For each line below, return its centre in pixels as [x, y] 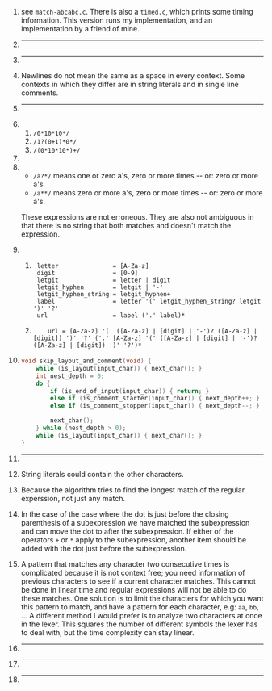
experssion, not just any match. [73, 498]
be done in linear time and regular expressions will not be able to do [134, 589]
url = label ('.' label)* [111, 316]
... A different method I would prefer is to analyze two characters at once [141, 615]
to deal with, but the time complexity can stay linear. [107, 632]
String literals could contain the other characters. [102, 474]
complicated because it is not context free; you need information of [133, 572]
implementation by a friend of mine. [80, 29]
